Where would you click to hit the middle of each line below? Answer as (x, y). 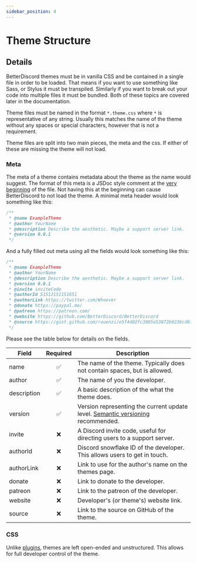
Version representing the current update (133, 406)
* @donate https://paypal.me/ (45, 306)
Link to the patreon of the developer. (127, 491)
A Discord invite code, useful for (121, 430)
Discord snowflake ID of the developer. (131, 447)
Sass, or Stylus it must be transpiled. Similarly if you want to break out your (97, 89)
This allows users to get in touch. (123, 454)
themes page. (96, 471)
